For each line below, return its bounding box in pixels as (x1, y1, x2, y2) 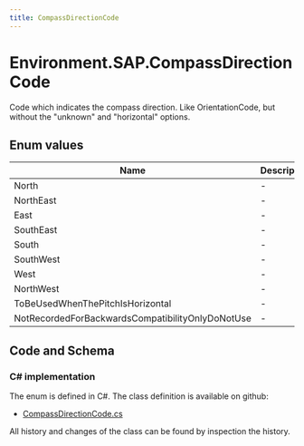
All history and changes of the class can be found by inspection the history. (9, 426, 291, 437)
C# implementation (9, 370, 96, 383)
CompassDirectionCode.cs (22, 409, 124, 420)
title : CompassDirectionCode (9, 13, 119, 23)
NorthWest (14, 283, 60, 296)
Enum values (9, 137, 84, 152)
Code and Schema (9, 343, 115, 358)
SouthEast (14, 224, 58, 237)
